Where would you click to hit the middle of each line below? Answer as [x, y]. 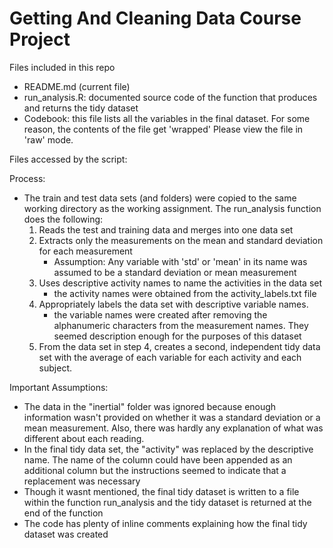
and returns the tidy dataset [81, 108]
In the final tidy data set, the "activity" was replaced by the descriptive [168, 449]
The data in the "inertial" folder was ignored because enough [150, 406]
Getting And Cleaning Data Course [155, 18]
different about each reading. [84, 438]
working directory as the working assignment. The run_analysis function [172, 208]
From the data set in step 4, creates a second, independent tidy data [179, 346]
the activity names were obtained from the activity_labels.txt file [185, 293]
